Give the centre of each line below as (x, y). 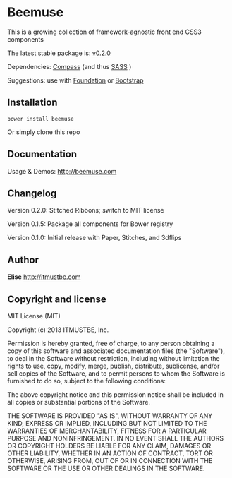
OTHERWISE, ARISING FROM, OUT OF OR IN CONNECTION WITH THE (110, 461)
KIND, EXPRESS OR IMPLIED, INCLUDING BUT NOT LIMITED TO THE (107, 423)
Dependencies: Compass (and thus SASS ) (69, 66)
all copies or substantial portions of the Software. (79, 402)
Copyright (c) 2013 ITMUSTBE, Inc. (58, 330)
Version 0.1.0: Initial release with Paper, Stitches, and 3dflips (94, 238)
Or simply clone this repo (44, 132)
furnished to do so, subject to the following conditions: (86, 381)
